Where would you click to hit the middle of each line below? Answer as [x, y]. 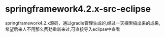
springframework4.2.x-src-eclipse [78, 9]
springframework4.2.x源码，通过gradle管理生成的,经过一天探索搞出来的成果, [82, 23]
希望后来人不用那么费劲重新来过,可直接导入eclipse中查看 [63, 29]
